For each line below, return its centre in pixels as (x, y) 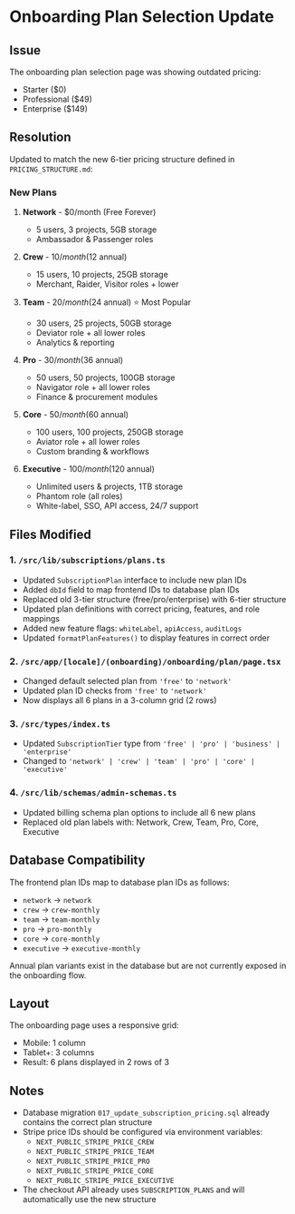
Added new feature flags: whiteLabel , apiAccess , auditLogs (132, 628)
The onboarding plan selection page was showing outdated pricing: (135, 72)
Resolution (40, 137)
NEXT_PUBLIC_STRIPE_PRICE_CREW (95, 1142)
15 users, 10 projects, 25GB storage (102, 275)
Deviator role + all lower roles (90, 333)
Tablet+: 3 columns (58, 1052)
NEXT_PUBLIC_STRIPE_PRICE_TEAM (95, 1152)
